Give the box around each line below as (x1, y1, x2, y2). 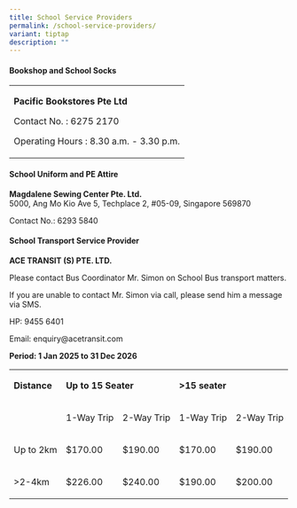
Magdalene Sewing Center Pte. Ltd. (9, 188, 143, 199)
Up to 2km (13, 443, 58, 456)
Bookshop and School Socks (9, 65, 117, 75)
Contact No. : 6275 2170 (13, 115, 120, 128)
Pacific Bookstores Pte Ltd (13, 95, 129, 107)
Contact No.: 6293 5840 (9, 215, 99, 226)
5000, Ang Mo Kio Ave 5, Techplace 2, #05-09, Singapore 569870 (9, 198, 251, 208)
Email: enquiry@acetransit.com (9, 333, 123, 344)
